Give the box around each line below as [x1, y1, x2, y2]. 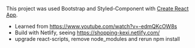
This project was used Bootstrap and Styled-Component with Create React [6, 5, 189, 12]
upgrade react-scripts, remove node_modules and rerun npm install [14, 36, 180, 42]
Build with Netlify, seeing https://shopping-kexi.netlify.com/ [14, 29, 160, 36]
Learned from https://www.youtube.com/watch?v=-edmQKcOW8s [14, 23, 177, 30]
